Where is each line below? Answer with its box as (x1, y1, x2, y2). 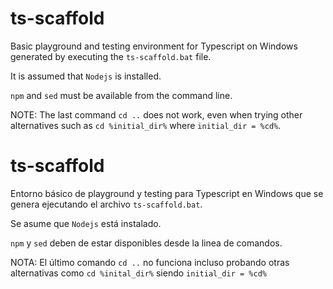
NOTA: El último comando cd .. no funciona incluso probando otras (10, 256, 290, 268)
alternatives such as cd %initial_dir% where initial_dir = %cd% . (10, 119, 282, 131)
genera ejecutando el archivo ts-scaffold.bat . (10, 198, 203, 210)
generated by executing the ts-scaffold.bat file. (10, 50, 212, 62)
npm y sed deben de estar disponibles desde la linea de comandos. (10, 237, 283, 249)
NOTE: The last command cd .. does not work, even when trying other (10, 108, 303, 121)
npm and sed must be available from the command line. (10, 89, 233, 101)
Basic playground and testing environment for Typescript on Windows (10, 40, 298, 52)
